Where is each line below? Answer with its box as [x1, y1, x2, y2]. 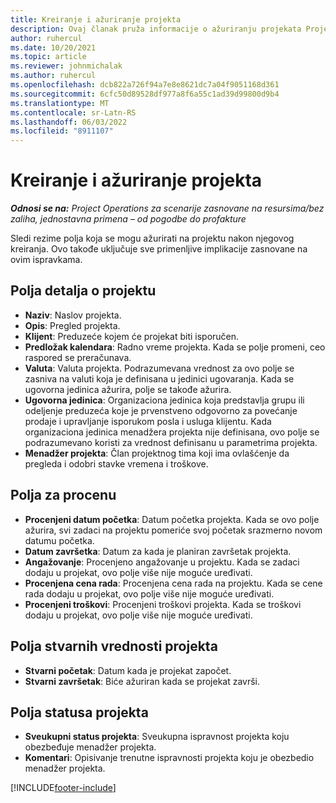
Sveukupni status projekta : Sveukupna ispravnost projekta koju [24, 731, 290, 743]
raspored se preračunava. [24, 351, 132, 363]
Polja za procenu [10, 487, 117, 504]
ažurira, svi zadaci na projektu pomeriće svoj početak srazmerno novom [24, 524, 323, 536]
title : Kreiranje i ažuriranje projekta [10, 14, 182, 25]
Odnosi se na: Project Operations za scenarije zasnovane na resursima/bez [10, 202, 325, 215]
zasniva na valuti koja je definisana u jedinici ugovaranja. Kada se [24, 372, 295, 385]
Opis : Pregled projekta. [24, 319, 121, 331]
